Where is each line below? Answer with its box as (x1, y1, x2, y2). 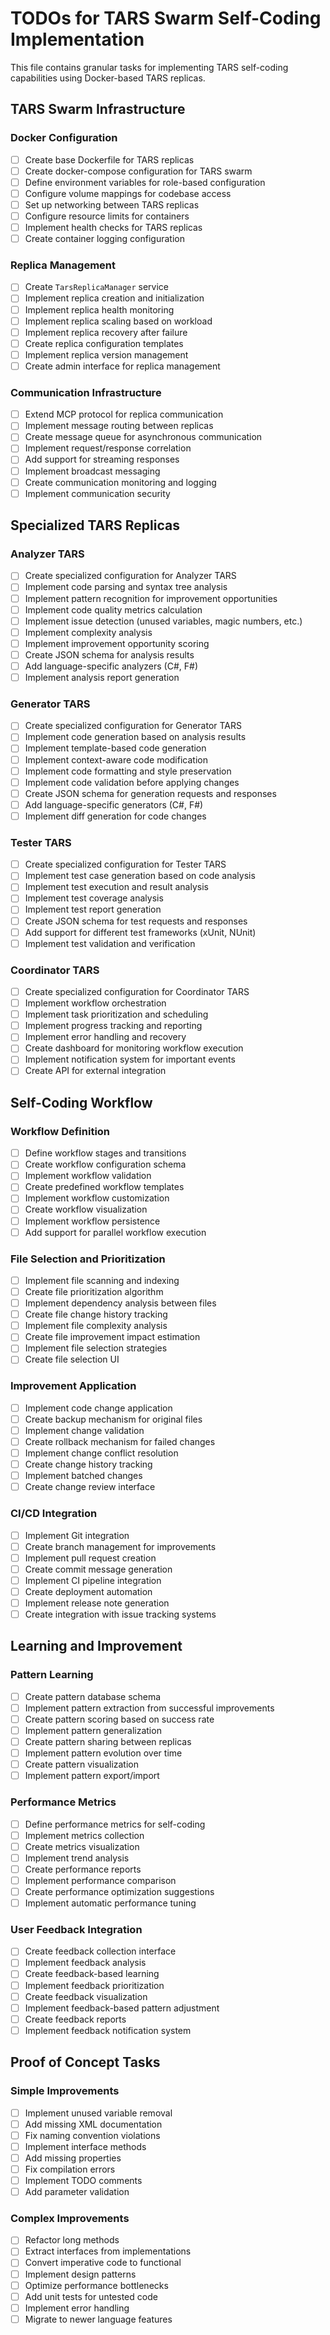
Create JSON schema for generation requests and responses (24, 787, 277, 799)
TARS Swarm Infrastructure (10, 101, 186, 118)
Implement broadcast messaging (24, 465, 161, 477)
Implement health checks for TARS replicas (24, 222, 203, 233)
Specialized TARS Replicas (10, 517, 180, 534)
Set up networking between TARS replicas (24, 198, 200, 211)
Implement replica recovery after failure (24, 326, 188, 338)
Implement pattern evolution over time (24, 1747, 183, 1759)
